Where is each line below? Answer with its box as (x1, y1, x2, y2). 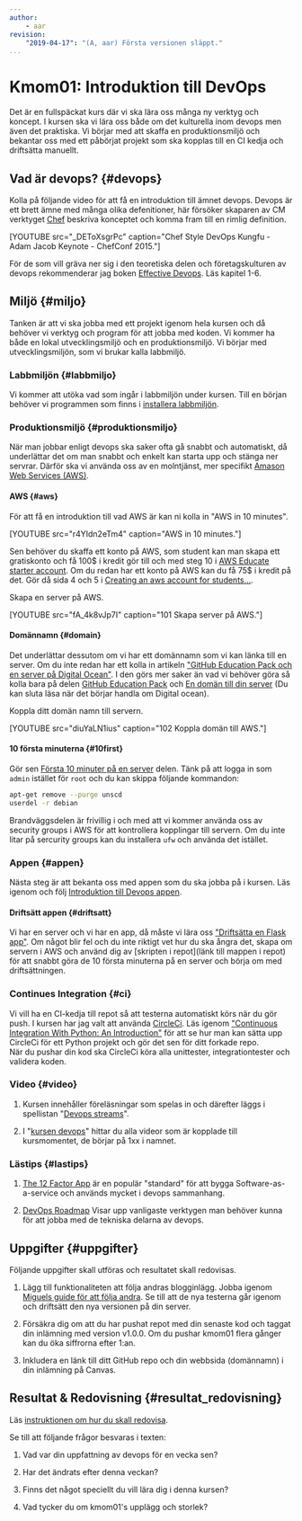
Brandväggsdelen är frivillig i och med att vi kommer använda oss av (9, 814, 263, 825)
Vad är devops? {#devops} (9, 171, 163, 186)
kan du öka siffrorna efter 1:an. (22, 1337, 137, 1348)
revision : (9, 30, 47, 39)
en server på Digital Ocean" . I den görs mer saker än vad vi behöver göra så (9, 669, 290, 680)
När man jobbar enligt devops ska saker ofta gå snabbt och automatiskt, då (9, 441, 288, 452)
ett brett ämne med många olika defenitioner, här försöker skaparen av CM (9, 204, 286, 215)
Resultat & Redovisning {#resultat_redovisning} (9, 1391, 283, 1406)
